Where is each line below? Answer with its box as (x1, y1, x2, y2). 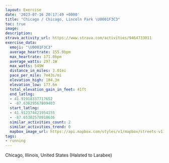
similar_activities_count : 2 (10, 119, 71, 125)
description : (5, 31, 33, 36)
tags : (5, 134, 17, 139)
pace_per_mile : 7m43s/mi (10, 73, 62, 78)
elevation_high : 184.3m (10, 77, 59, 83)
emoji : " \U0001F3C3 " (10, 45, 53, 50)
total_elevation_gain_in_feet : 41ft (10, 87, 87, 92)
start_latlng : (10, 106, 39, 111)
